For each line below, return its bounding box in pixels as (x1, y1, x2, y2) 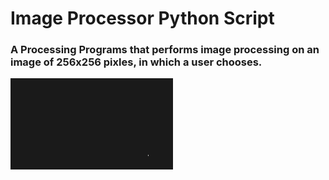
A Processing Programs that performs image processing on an (10, 43, 320, 57)
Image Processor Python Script (10, 7, 275, 30)
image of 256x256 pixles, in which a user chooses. (10, 55, 263, 69)
